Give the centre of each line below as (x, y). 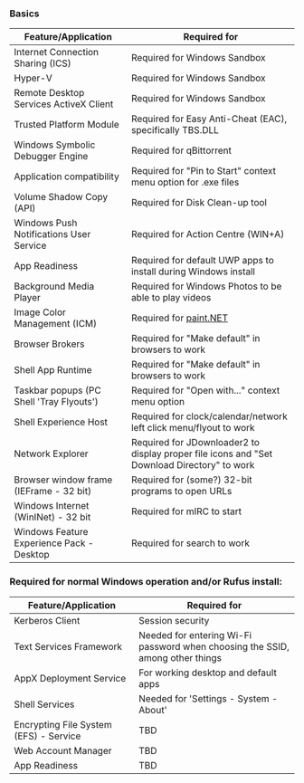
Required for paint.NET (180, 318)
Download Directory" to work (193, 465)
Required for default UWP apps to (202, 261)
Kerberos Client (47, 620)
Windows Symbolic (55, 145)
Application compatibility (66, 177)
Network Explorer (51, 454)
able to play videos (171, 298)
